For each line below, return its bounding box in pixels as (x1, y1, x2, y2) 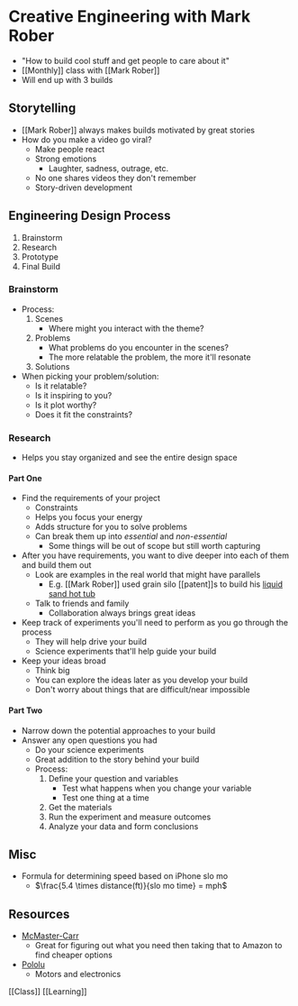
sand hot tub (48, 589, 96, 599)
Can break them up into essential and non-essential (34, 531, 228, 542)
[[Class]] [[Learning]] (8, 986, 87, 997)
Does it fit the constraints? (34, 408, 132, 420)
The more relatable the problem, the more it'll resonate (48, 352, 251, 362)
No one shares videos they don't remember (34, 172, 197, 183)
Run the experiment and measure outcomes (48, 811, 212, 822)
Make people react (34, 143, 105, 154)
